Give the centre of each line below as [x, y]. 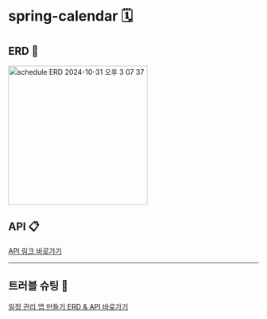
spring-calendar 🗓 [71, 16]
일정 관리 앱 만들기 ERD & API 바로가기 [68, 306]
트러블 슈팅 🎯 [39, 286]
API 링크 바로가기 [35, 251]
